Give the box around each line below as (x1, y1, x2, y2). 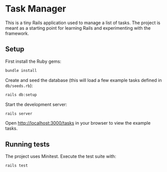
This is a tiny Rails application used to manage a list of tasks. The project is (5, 20, 160, 26)
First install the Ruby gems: (5, 58, 61, 64)
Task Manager (5, 3, 66, 15)
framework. (5, 30, 29, 36)
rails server (5, 111, 33, 116)
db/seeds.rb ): (5, 82, 33, 89)
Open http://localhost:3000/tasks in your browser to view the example (5, 120, 151, 126)
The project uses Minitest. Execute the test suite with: (5, 153, 117, 159)
